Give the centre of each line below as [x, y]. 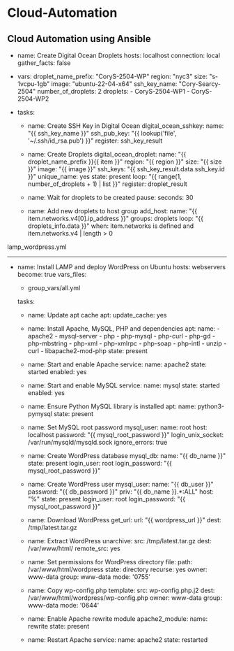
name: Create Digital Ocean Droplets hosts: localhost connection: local [119, 55]
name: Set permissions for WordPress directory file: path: [110, 562]
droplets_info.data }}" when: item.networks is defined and [110, 226]
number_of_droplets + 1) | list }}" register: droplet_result [108, 184]
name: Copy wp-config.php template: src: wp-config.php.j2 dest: [121, 590]
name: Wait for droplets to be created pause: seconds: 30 [110, 198]
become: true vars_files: [52, 274]
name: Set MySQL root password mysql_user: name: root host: [117, 427]
